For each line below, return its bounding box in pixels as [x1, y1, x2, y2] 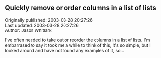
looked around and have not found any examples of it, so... [5, 47, 125, 53]
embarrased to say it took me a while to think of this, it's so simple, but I [5, 42, 151, 48]
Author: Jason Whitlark [5, 27, 52, 33]
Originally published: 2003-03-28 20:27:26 [5, 17, 93, 23]
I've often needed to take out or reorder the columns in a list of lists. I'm [5, 37, 150, 43]
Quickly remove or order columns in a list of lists [5, 4, 156, 12]
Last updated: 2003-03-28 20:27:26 [5, 22, 79, 28]
